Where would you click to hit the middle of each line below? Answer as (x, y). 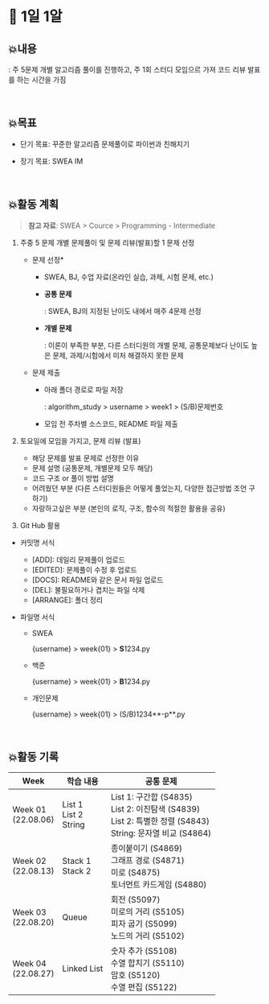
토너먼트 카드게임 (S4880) (159, 885)
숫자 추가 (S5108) (144, 951)
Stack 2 (77, 871)
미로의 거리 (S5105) (148, 912)
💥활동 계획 (33, 205)
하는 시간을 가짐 (41, 80)
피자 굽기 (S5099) (144, 924)
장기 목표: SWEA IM (51, 161)
